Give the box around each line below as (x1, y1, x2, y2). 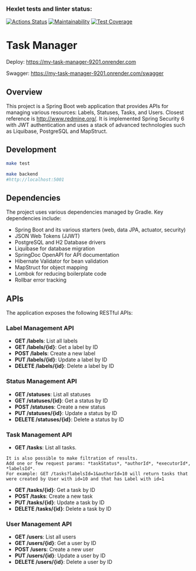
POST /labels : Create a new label (14, 350, 96, 357)
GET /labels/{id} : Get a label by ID (14, 344, 98, 351)
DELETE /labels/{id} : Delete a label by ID (14, 363, 115, 370)
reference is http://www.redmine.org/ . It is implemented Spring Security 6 (6, 115, 184, 122)
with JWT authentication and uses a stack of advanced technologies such (6, 122, 185, 129)
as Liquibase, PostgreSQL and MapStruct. (6, 128, 108, 135)
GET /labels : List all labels (14, 337, 78, 344)
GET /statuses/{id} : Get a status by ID (14, 397, 108, 404)
